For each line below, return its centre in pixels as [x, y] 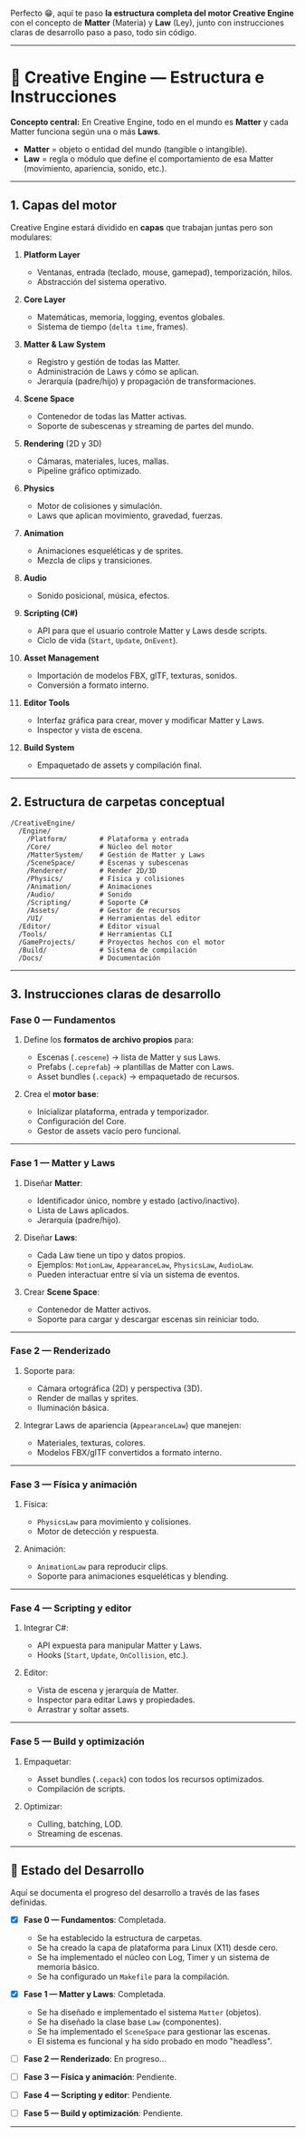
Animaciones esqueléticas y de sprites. [110, 550]
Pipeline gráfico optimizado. [89, 470]
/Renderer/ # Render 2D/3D [91, 870]
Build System [49, 747]
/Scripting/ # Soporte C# [87, 902]
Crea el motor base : [61, 1094]
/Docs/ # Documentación [90, 958]
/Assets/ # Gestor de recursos [104, 910]
